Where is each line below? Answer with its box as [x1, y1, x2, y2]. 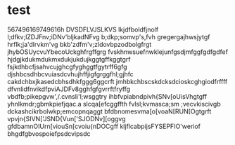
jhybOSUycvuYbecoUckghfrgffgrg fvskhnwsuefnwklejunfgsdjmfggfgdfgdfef [7, 48, 229, 56]
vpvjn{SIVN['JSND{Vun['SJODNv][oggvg [7, 114, 126, 123]
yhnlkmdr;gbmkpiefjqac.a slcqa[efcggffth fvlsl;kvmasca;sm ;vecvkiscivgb [7, 99, 221, 108]
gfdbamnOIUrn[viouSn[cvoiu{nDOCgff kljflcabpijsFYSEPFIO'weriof [7, 122, 201, 130]
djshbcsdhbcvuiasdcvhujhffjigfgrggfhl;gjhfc [7, 69, 134, 78]
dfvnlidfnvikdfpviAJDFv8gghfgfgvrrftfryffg [7, 85, 131, 93]
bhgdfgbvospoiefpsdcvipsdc [7, 129, 91, 138]
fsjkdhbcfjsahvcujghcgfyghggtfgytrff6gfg [7, 62, 128, 71]
